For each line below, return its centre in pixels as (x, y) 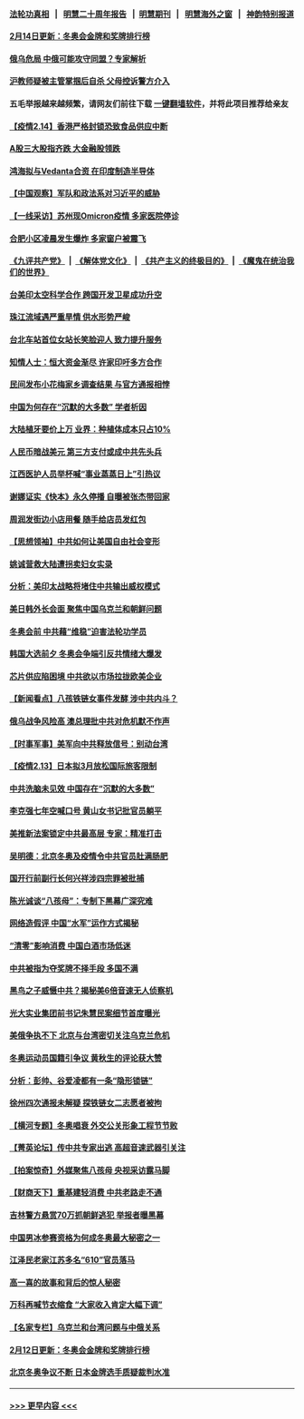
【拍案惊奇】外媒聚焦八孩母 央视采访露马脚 (90, 1169)
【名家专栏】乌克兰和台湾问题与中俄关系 (85, 1327)
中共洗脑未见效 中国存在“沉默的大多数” (82, 788)
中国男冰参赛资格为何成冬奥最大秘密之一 (85, 1238)
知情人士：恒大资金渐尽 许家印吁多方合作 (86, 362)
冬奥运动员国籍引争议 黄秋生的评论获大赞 (86, 1058)
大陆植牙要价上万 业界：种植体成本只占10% (90, 429)
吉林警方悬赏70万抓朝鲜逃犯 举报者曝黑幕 (87, 1215)
